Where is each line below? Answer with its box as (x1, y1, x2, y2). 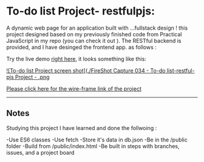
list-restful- (166, 66, 195, 74)
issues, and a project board (6, 149, 75, 156)
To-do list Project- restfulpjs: (6, 4, 155, 18)
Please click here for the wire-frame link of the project (6, 85, 141, 92)
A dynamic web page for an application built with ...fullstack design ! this (6, 24, 188, 31)
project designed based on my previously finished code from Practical (6, 30, 182, 37)
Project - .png (15, 73, 50, 80)
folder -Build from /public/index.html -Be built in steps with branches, (6, 142, 180, 149)
